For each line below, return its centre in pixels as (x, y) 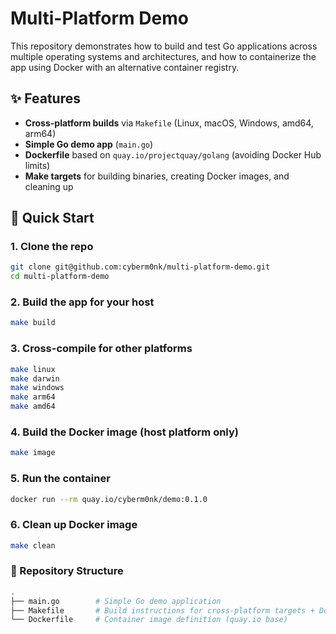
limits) (37, 165)
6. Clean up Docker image (74, 525)
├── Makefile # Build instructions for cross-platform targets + (162, 610)
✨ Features (45, 98)
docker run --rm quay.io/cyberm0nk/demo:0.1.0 (109, 499)
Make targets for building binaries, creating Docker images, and (157, 176)
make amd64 (33, 407)
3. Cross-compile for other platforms (101, 349)
